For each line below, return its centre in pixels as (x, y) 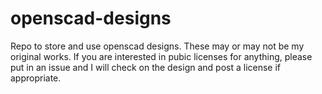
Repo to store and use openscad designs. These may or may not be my (157, 46)
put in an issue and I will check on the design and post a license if (146, 67)
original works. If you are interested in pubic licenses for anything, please (161, 56)
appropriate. (36, 78)
